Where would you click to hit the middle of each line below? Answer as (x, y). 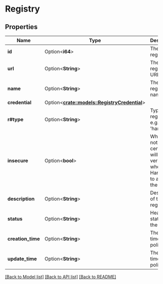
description (21, 199)
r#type (16, 119)
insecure (18, 161)
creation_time (24, 239)
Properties (21, 27)
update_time (22, 259)
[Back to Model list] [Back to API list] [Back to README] (61, 277)
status (15, 219)
